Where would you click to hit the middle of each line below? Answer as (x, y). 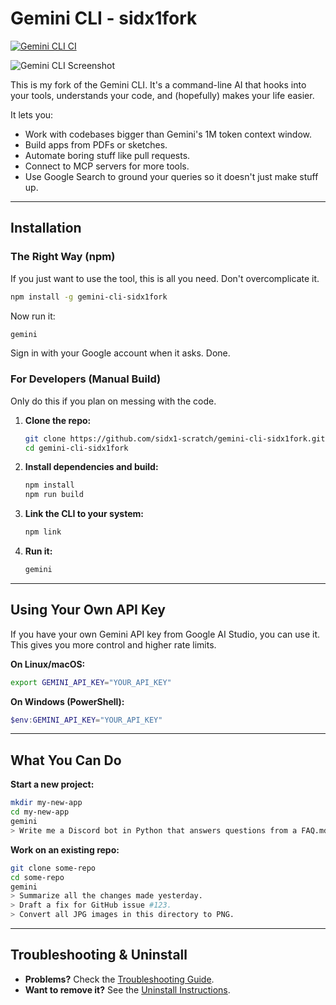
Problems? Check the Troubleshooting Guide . (119, 979)
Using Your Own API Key (88, 610)
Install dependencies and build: (91, 467)
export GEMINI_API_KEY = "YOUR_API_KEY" (91, 682)
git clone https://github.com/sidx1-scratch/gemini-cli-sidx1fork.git (175, 438)
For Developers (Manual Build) (86, 379)
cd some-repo (37, 877)
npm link (43, 532)
